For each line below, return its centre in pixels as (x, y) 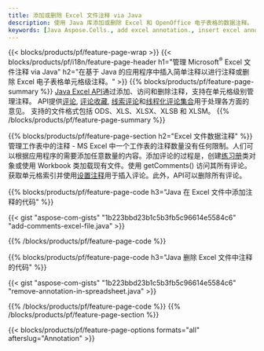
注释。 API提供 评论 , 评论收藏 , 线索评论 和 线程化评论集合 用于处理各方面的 (132, 101)
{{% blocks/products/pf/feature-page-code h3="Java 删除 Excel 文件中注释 (130, 258)
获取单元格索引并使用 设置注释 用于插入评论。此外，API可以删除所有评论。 (127, 175)
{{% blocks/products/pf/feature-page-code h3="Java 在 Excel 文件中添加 (127, 192)
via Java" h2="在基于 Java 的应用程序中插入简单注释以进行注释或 (136, 72)
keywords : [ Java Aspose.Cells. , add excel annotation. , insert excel (125, 30)
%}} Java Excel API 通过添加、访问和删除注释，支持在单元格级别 (144, 92)
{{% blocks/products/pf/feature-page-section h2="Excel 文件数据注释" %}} (130, 136)
